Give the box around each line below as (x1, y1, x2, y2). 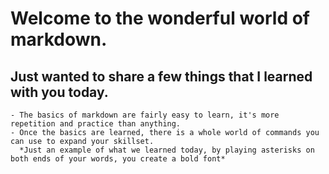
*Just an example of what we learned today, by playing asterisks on (19, 145, 315, 155)
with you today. (10, 83, 109, 101)
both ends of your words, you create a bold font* (10, 154, 226, 164)
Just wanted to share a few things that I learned (10, 68, 313, 85)
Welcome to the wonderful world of (10, 7, 310, 30)
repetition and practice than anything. (10, 119, 182, 129)
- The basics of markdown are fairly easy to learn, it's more (10, 110, 280, 120)
